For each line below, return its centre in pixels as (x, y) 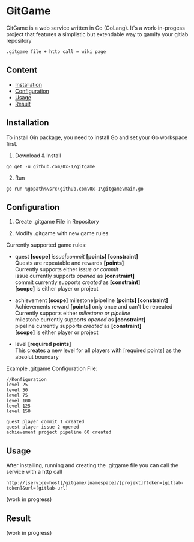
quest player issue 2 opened (43, 427)
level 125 (19, 406)
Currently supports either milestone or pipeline (73, 313)
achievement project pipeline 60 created (59, 432)
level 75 (17, 395)
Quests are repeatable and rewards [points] (69, 263)
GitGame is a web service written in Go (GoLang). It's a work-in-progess (95, 28)
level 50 (17, 390)
